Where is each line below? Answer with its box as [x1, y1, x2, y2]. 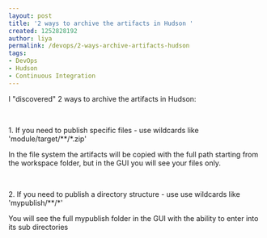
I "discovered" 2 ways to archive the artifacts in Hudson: [8, 94, 197, 103]
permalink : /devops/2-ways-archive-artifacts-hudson [8, 42, 190, 50]
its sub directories [8, 222, 69, 232]
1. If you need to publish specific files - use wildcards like [8, 125, 200, 135]
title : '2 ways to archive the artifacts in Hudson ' [8, 19, 194, 27]
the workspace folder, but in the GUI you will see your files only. [8, 158, 221, 168]
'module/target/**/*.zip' [8, 134, 87, 144]
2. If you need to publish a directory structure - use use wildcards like [8, 189, 240, 198]
